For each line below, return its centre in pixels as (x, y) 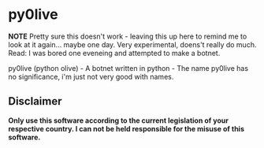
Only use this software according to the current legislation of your (118, 120)
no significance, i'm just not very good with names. (91, 76)
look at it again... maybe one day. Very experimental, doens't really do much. (132, 44)
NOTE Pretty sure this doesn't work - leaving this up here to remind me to (128, 36)
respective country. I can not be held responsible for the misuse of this (126, 128)
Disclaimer (35, 101)
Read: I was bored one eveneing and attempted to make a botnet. (114, 53)
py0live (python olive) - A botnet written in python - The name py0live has (128, 68)
